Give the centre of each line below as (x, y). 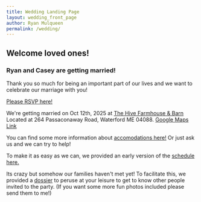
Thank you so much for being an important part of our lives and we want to (100, 83)
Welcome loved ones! (48, 53)
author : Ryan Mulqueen (35, 23)
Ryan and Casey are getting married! (61, 70)
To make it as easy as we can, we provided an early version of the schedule (101, 156)
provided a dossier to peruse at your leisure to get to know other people (96, 180)
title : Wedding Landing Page (43, 12)
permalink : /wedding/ (33, 29)
